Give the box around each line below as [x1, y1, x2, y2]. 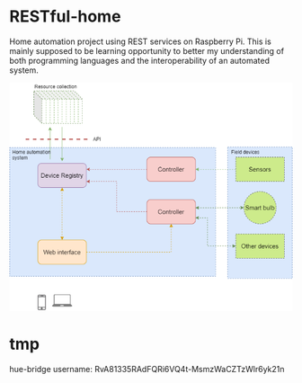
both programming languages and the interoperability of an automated [9, 55, 270, 66]
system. [9, 65, 39, 76]
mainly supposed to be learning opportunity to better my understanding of [9, 45, 285, 56]
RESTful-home [9, 6, 121, 27]
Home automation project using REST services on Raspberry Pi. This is [9, 36, 271, 47]
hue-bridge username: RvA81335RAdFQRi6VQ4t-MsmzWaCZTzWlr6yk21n [9, 364, 285, 375]
